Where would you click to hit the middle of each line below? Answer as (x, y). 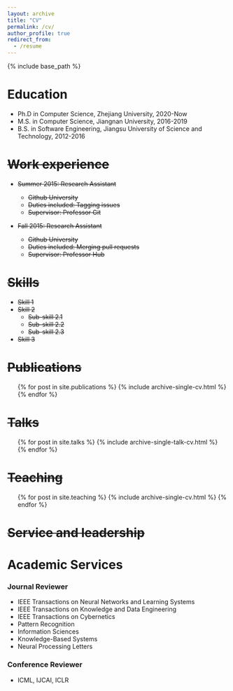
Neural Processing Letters (55, 647)
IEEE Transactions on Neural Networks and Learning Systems (106, 602)
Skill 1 (26, 302)
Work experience (58, 165)
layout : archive (31, 14)
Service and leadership (76, 532)
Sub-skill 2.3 (46, 331)
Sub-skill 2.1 (45, 316)
